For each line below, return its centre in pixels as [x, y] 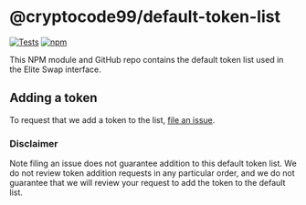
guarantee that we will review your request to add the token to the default [148, 183]
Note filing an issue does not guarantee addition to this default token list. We [153, 164]
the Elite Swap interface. [56, 69]
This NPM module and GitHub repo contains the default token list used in [147, 59]
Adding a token [53, 98]
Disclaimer [34, 143]
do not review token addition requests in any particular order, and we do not [152, 173]
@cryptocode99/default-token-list [145, 17]
